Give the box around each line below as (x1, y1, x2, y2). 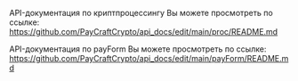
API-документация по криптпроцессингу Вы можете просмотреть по (9, 8, 273, 18)
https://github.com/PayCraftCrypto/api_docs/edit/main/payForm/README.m (9, 53, 289, 63)
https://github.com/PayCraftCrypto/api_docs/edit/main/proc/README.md (9, 27, 278, 36)
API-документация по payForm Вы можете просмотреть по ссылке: (9, 44, 267, 54)
